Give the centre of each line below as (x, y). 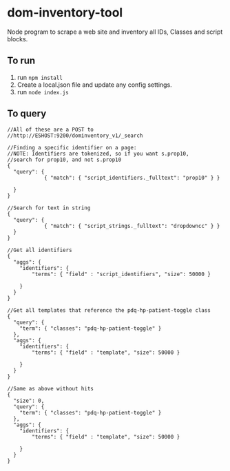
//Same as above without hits (51, 388)
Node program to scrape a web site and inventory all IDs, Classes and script (115, 32)
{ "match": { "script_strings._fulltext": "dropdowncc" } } (132, 226)
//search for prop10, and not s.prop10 (64, 160)
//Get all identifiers (40, 250)
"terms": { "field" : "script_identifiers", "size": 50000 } (122, 274)
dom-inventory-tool (65, 13)
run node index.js (43, 92)
